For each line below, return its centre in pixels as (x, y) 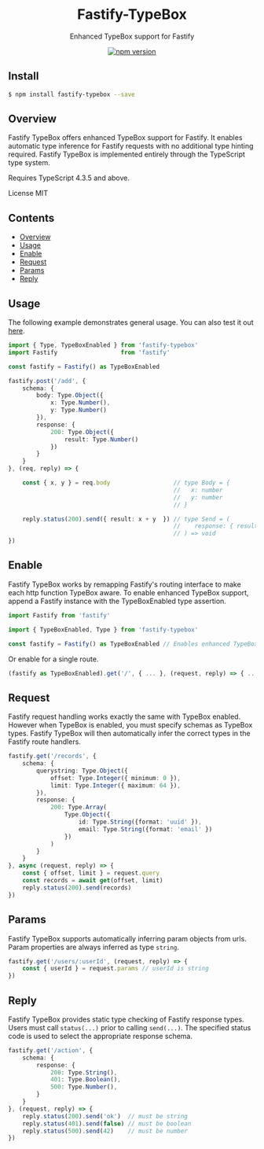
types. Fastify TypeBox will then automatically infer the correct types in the (129, 734)
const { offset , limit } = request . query (91, 873)
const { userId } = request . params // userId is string (116, 969)
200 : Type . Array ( (79, 808)
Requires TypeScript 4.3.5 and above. (69, 178)
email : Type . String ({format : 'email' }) (145, 829)
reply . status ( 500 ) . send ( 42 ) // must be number (105, 1131)
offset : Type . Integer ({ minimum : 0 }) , (115, 778)
